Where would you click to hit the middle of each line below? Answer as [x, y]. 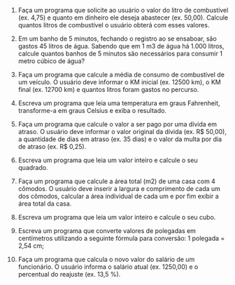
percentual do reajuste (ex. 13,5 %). [69, 274]
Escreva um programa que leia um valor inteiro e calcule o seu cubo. [117, 217]
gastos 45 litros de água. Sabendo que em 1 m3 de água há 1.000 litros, [121, 46]
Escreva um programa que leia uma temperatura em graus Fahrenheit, [119, 103]
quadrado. [33, 167]
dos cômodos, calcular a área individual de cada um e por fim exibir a [118, 196]
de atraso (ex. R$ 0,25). [52, 146]
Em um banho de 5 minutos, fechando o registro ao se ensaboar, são [117, 39]
